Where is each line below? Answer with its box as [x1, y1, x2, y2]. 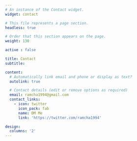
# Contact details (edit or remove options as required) [9, 88, 128, 93]
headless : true [5, 25, 36, 30]
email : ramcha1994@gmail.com [9, 92, 69, 97]
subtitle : [5, 61, 25, 66]
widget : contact [5, 12, 38, 17]
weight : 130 [5, 39, 29, 44]
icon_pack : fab [18, 106, 49, 111]
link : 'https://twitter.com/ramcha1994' [18, 115, 102, 120]
